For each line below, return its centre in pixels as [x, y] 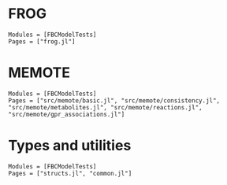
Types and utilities [70, 146]
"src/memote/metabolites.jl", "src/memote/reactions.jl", [105, 107]
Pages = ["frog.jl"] [42, 41]
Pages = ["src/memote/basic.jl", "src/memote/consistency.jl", [114, 100]
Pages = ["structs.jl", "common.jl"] [70, 173]
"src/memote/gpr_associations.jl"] [67, 114]
